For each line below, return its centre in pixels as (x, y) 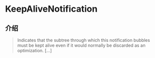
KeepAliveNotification (51, 9)
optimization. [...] (34, 50)
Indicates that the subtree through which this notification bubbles (84, 40)
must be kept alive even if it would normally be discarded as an (81, 45)
